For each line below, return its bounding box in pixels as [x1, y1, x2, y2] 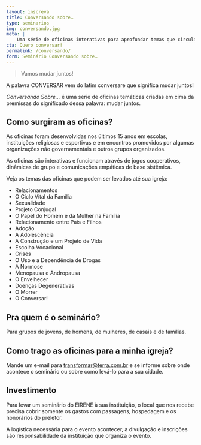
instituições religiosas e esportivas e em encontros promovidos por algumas [6, 139, 194, 146]
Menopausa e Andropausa [14, 269, 81, 276]
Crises [14, 250, 31, 258]
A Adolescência [14, 231, 54, 239]
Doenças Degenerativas [14, 282, 75, 290]
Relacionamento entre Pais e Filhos [14, 218, 102, 225]
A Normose [14, 263, 44, 270]
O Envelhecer [14, 276, 48, 283]
